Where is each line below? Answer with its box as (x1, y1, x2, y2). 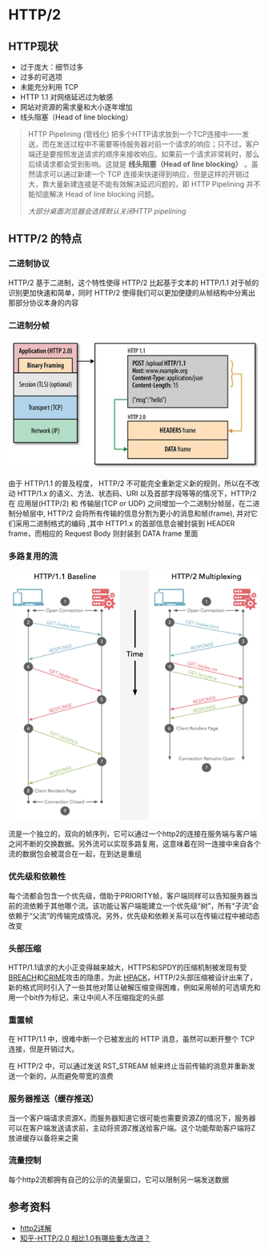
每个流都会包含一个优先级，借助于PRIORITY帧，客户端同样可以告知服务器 (8, 890, 251, 900)
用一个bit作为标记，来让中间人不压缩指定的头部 (8, 992, 164, 1002)
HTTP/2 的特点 (8, 232, 82, 246)
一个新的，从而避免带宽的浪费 (14, 1071, 114, 1081)
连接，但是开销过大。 (8, 1044, 78, 1054)
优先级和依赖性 (8, 871, 66, 882)
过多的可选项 (19, 72, 62, 82)
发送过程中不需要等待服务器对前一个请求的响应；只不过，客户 (55, 139, 260, 149)
